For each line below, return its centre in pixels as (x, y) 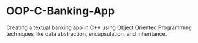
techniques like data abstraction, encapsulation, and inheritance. (87, 33)
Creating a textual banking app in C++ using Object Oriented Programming (99, 27)
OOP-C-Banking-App (61, 11)
